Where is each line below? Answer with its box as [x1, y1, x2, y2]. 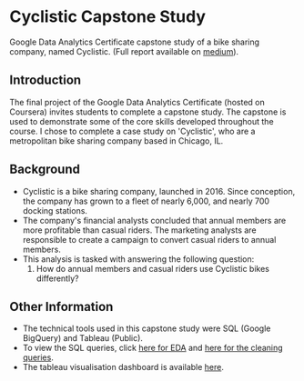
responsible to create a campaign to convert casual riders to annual [22, 234, 277, 245]
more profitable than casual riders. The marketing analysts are [22, 225, 257, 236]
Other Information [9, 298, 114, 315]
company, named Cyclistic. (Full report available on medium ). [9, 45, 239, 56]
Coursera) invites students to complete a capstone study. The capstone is [9, 106, 287, 117]
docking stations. [22, 205, 88, 216]
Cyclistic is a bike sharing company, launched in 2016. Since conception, [22, 185, 296, 196]
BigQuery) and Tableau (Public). [22, 333, 144, 344]
